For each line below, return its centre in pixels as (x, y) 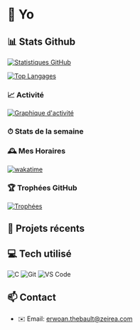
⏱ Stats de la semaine (45, 132)
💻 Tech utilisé (39, 254)
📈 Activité (26, 95)
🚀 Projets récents (46, 229)
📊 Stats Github (42, 42)
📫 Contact (32, 298)
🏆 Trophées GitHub (42, 188)
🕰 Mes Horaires (37, 151)
